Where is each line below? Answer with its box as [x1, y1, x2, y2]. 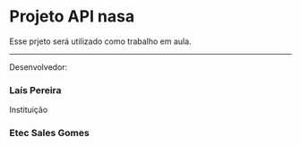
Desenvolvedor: [9, 61, 68, 73]
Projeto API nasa [9, 6, 135, 27]
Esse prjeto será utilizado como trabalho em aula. [9, 36, 192, 47]
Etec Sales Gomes [9, 127, 90, 140]
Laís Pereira [9, 83, 62, 96]
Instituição [9, 105, 48, 116]
